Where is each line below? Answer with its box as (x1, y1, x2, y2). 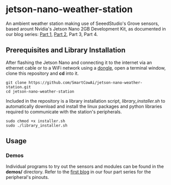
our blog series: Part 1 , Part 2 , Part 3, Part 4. (6, 31, 98, 37)
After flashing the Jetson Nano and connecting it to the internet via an (6, 59, 152, 66)
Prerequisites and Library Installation (6, 46, 126, 54)
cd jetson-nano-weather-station (6, 89, 74, 94)
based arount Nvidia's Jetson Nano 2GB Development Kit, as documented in (6, 25, 166, 32)
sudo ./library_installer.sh (6, 123, 68, 128)
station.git (6, 84, 31, 89)
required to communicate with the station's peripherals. (6, 108, 122, 115)
